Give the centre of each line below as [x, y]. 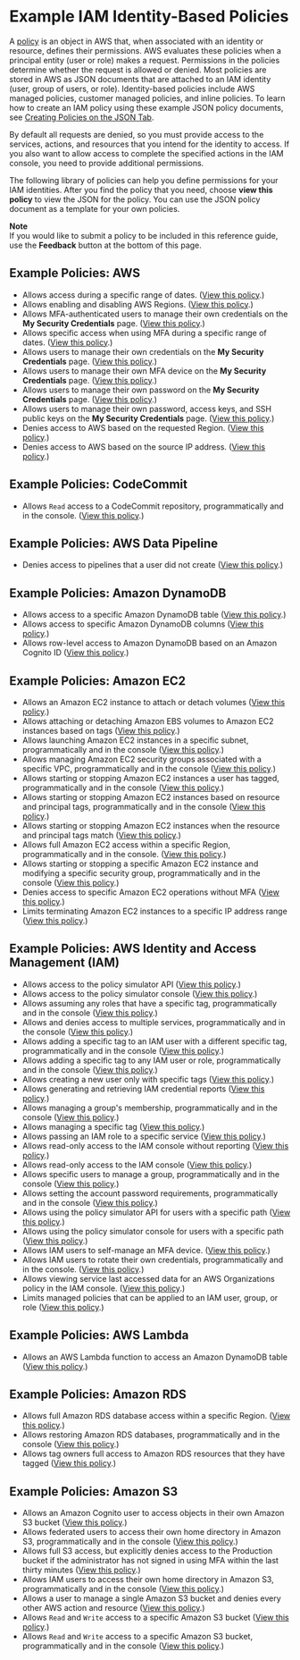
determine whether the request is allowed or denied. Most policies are [138, 70]
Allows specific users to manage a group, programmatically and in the [150, 1174]
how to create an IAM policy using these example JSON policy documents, [146, 107]
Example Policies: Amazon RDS [98, 1395]
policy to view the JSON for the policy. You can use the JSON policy [135, 199]
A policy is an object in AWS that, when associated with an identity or [137, 41]
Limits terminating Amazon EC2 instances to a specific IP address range [154, 911]
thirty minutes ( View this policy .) [81, 1570]
